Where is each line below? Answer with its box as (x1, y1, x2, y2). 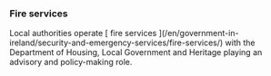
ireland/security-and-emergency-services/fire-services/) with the (9, 37, 256, 48)
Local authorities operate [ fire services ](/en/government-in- (9, 28, 239, 39)
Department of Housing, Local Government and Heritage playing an (9, 47, 263, 58)
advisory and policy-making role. (9, 57, 133, 68)
